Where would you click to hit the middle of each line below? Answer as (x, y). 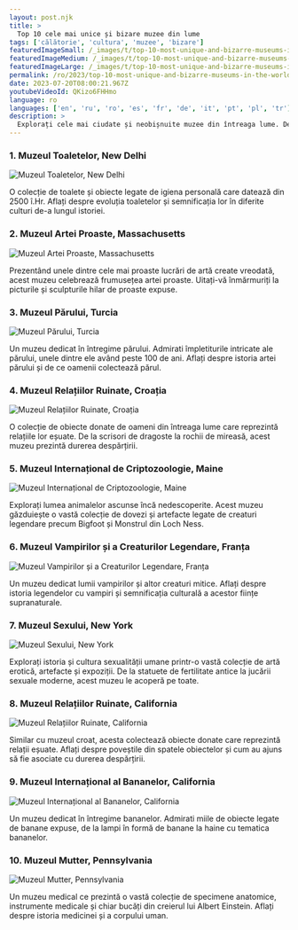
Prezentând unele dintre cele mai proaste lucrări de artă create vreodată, (142, 270)
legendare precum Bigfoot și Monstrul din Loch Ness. (106, 524)
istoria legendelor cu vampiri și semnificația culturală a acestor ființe (134, 593)
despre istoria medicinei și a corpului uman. (89, 915)
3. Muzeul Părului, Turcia (64, 312)
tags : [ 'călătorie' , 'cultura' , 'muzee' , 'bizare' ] (106, 42)
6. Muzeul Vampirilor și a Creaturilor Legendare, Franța (130, 547)
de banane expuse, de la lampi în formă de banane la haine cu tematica (139, 828)
